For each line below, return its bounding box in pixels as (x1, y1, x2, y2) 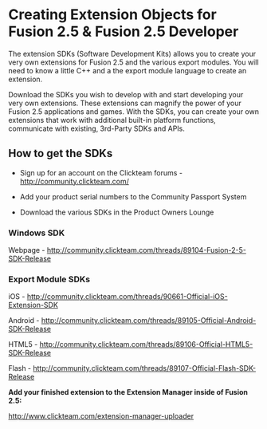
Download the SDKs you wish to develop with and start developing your (8, 89, 244, 99)
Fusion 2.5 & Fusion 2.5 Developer (8, 22, 239, 41)
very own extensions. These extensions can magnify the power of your (8, 98, 241, 108)
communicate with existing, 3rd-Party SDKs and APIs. (8, 124, 186, 133)
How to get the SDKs (8, 147, 113, 160)
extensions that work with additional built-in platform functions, (8, 115, 217, 124)
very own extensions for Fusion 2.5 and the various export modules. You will (8, 57, 259, 67)
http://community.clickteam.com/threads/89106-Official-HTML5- (39, 340, 253, 349)
